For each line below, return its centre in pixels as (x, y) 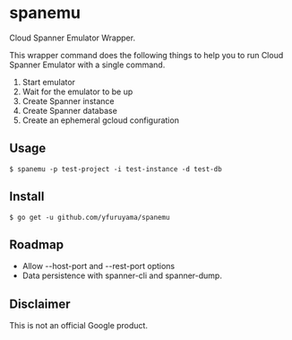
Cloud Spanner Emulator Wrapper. (73, 38)
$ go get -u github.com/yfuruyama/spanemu (90, 217)
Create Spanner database (70, 110)
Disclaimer (40, 304)
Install (27, 197)
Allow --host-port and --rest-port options (99, 266)
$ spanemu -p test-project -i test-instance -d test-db (116, 169)
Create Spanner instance (68, 100)
